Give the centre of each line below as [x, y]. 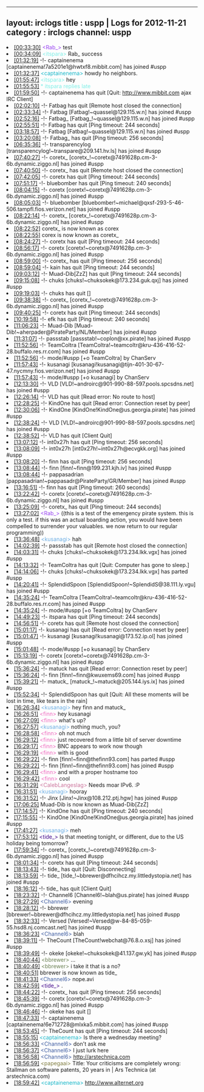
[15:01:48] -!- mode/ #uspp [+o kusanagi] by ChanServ [82, 649]
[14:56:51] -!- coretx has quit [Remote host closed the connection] [97, 623]
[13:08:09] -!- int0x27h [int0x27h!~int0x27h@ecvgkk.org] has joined [100, 448]
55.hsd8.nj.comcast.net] [37, 927]
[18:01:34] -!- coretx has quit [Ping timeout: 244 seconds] [86, 862]
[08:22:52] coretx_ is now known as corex [67, 228]
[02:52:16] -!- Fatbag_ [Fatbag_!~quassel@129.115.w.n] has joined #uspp [105, 118]
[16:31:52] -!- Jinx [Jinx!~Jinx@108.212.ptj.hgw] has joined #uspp [96, 798]
